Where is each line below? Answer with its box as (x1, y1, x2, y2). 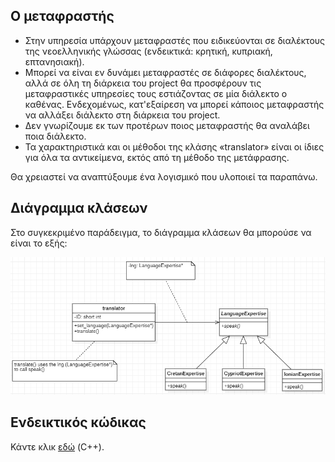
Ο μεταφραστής (10, 8, 115, 25)
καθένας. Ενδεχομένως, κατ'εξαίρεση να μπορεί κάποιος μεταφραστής (24, 98, 325, 110)
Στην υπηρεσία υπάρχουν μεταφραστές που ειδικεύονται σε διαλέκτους (24, 34, 326, 46)
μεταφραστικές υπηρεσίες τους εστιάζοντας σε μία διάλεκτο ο (24, 87, 288, 99)
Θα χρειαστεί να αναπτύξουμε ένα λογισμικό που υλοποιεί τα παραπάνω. (10, 170, 318, 183)
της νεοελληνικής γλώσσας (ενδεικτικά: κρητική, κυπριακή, (24, 45, 273, 57)
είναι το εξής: (10, 237, 68, 249)
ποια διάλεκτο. (24, 130, 87, 142)
